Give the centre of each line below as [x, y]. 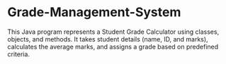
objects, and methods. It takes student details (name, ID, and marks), [108, 39]
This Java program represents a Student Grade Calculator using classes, [113, 32]
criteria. [19, 54]
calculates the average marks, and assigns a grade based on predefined [113, 46]
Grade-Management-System [94, 12]
